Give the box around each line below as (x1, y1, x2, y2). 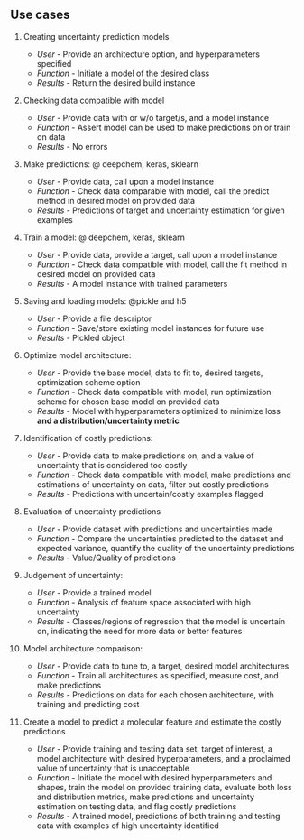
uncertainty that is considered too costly (36, 459, 188, 470)
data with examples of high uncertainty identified (36, 820, 219, 831)
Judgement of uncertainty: (23, 569, 124, 580)
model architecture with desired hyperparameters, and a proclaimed (36, 752, 290, 763)
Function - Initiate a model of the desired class (36, 68, 210, 78)
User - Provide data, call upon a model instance (36, 176, 215, 187)
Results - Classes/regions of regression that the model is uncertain (36, 615, 286, 626)
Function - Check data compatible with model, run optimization (36, 386, 272, 397)
